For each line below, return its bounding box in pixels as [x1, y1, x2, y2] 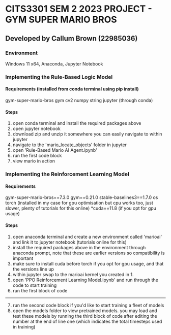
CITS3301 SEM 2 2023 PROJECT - [5, 3, 152, 15]
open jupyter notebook [12, 125, 61, 132]
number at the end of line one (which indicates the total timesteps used [12, 318, 162, 324]
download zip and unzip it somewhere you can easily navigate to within [12, 131, 162, 137]
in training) [12, 323, 36, 330]
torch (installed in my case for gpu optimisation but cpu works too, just [5, 200, 154, 206]
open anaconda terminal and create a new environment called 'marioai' [12, 233, 162, 240]
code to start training [12, 282, 57, 288]
